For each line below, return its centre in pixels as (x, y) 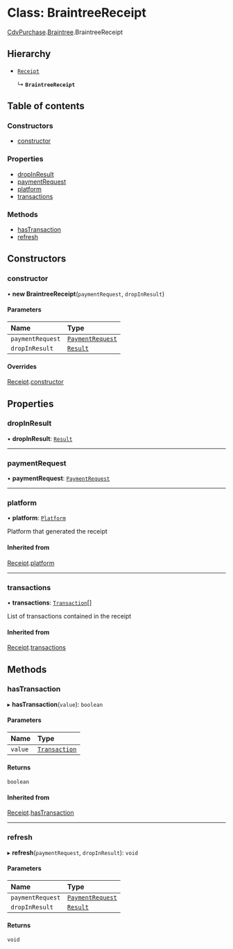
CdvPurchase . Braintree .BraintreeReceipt (65, 32)
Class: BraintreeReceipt (77, 13)
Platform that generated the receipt (57, 532)
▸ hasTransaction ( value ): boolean (55, 704)
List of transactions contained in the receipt (69, 616)
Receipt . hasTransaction (41, 813)
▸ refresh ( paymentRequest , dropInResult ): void (73, 852)
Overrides (22, 366)
